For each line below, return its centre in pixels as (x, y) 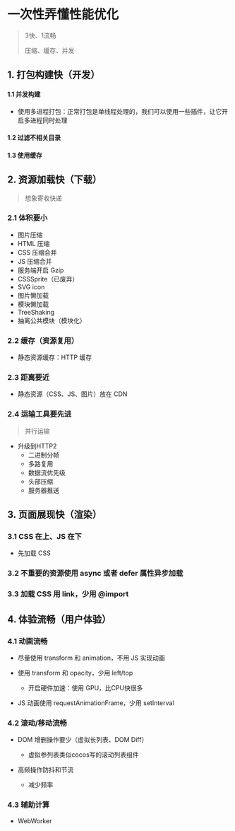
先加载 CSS (34, 553)
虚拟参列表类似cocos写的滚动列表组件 (83, 755)
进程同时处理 (49, 120)
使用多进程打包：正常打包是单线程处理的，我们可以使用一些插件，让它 (120, 111)
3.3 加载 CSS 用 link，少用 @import (68, 594)
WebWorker (35, 820)
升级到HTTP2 (37, 446)
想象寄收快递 (43, 198)
